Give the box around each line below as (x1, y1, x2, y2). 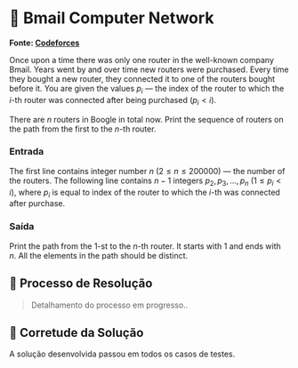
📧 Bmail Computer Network (9, 8, 214, 28)
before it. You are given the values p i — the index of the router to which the (9, 83, 285, 96)
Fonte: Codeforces (9, 37, 80, 48)
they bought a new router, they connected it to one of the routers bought (9, 73, 276, 84)
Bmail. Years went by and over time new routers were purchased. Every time (9, 64, 289, 75)
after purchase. (9, 198, 65, 209)
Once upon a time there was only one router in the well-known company (9, 54, 274, 65)
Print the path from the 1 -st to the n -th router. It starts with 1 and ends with (9, 240, 282, 252)
